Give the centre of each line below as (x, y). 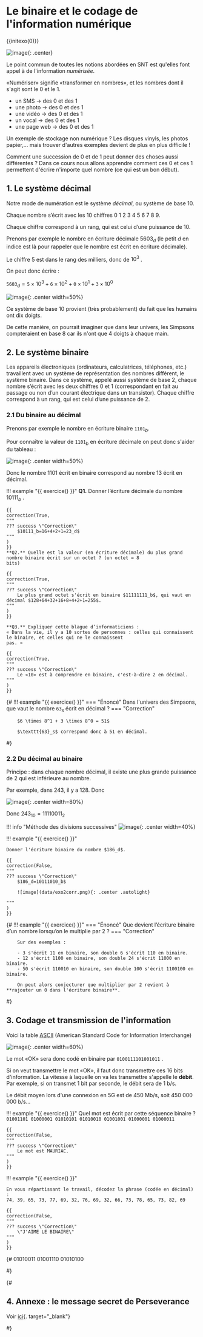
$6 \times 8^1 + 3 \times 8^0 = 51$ (64, 721)
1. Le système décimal (49, 189)
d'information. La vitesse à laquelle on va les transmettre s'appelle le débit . (100, 1077)
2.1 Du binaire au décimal (44, 415)
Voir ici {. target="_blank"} (38, 1316)
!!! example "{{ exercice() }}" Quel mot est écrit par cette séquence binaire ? (101, 1113)
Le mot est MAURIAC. (43, 1151)
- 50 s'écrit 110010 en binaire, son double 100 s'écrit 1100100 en (105, 969)
